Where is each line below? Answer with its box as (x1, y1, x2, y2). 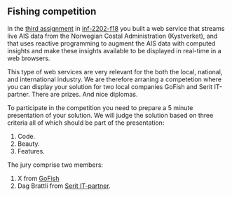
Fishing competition (7, 6, 97, 18)
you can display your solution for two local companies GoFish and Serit (7, 82, 213, 90)
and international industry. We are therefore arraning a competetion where (7, 75, 222, 83)
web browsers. (7, 54, 50, 62)
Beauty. (17, 140, 40, 148)
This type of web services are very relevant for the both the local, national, (7, 67, 223, 76)
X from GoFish (17, 174, 60, 182)
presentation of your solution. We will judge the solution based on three (7, 111, 214, 119)
